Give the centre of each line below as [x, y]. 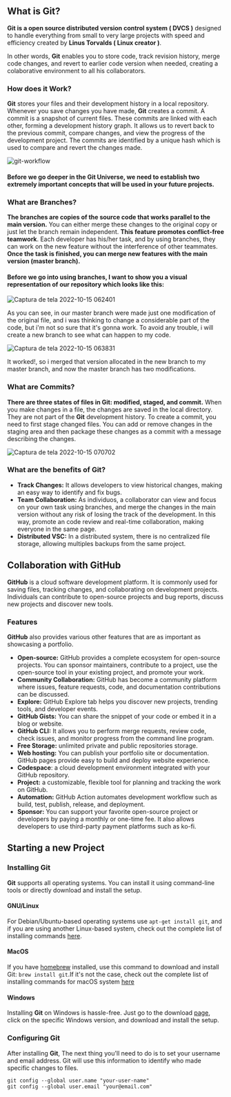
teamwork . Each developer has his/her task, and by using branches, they [111, 239]
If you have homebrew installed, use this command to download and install [113, 967]
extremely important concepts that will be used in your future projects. [111, 184]
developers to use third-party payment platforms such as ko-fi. [107, 826]
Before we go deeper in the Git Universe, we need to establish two [103, 177]
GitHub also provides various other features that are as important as [104, 637]
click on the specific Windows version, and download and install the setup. [113, 1020]
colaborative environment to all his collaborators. [77, 70]
